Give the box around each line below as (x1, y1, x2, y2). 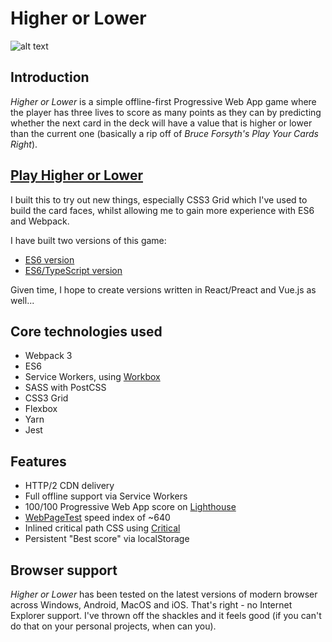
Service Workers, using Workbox (24, 371, 161, 383)
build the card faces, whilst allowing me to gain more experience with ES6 (10, 204, 315, 216)
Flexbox (24, 403, 58, 415)
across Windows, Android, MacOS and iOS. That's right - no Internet (10, 599, 293, 611)
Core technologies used (10, 323, 163, 340)
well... (10, 294, 35, 306)
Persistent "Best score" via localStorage (24, 533, 190, 545)
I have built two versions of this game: (10, 234, 167, 246)
